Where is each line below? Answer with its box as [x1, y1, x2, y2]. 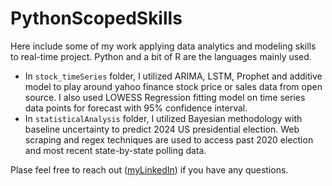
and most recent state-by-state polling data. [24, 144, 207, 156]
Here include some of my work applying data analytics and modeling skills [10, 40, 317, 52]
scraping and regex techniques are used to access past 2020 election [24, 133, 314, 146]
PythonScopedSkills [10, 7, 183, 30]
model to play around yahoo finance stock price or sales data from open [24, 80, 323, 92]
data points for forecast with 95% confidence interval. [24, 102, 248, 114]
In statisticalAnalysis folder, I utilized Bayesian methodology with [24, 112, 303, 124]
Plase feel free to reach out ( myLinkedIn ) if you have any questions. [10, 163, 289, 176]
